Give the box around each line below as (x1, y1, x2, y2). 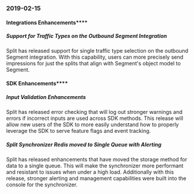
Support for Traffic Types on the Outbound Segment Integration (6, 33, 167, 40)
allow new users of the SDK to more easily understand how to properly (6, 121, 179, 128)
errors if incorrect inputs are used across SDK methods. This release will (6, 115, 184, 122)
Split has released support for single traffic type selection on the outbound (6, 47, 189, 55)
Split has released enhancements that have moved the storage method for (6, 156, 187, 163)
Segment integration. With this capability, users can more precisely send (6, 53, 184, 61)
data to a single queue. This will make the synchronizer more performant (6, 162, 184, 170)
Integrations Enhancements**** (6, 19, 88, 26)
